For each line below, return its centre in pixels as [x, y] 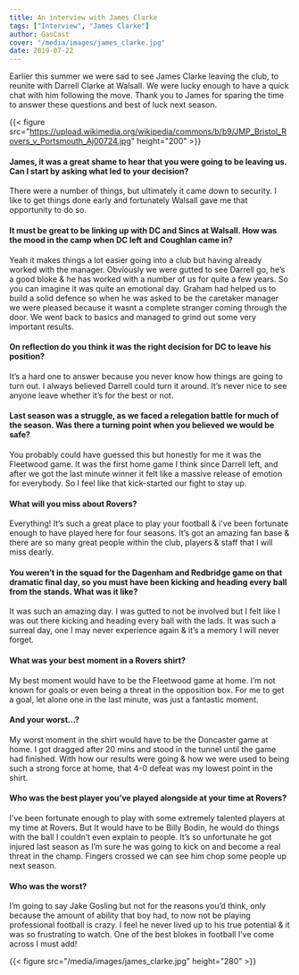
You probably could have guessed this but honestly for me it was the [135, 454]
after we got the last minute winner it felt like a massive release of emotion [146, 473]
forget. [21, 640]
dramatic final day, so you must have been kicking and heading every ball [148, 581]
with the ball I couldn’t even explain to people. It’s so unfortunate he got [141, 836]
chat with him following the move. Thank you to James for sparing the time [146, 96]
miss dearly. [32, 552]
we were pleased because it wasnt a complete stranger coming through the [148, 307]
